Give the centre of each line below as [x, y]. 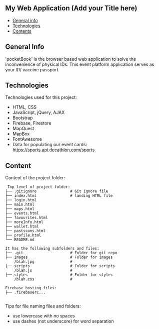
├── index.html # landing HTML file [59, 196]
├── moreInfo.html [24, 222]
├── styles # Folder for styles [59, 275]
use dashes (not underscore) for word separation [63, 321]
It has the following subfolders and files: [52, 249]
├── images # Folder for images [59, 257]
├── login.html [21, 200]
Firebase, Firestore [32, 123]
